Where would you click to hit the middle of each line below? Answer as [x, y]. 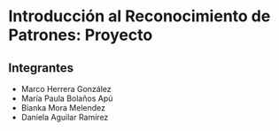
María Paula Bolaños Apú [67, 98]
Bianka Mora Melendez [63, 108]
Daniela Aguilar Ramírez [65, 117]
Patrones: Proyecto [81, 35]
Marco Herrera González [66, 89]
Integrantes [41, 68]
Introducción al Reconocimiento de [139, 16]
